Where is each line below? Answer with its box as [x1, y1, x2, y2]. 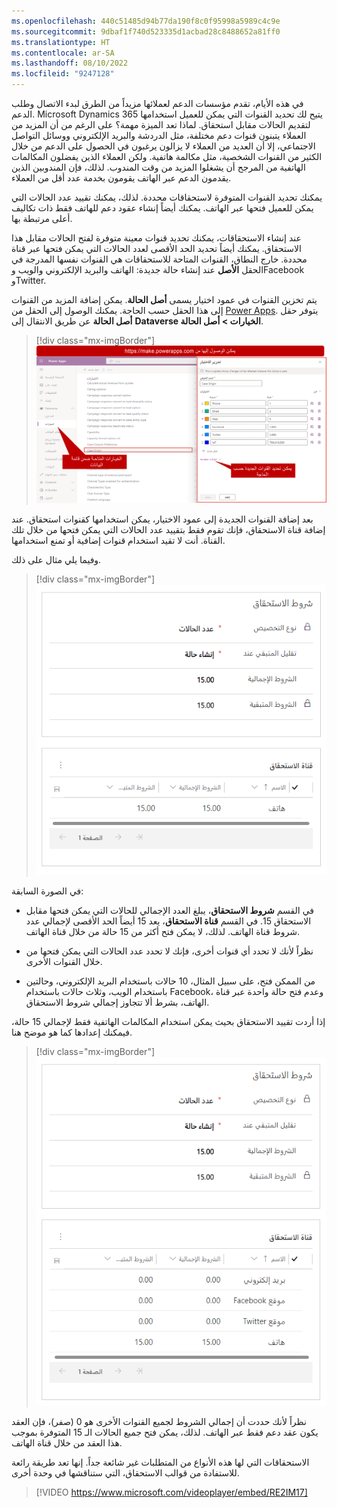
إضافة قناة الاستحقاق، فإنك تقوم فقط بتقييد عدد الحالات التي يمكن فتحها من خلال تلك [11, 523, 326, 535]
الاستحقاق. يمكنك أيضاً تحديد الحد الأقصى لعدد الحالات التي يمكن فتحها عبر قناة [11, 243, 302, 254]
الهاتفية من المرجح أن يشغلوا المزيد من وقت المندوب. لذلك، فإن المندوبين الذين [11, 161, 306, 173]
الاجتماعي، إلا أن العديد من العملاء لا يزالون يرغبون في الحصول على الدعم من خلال [11, 140, 316, 152]
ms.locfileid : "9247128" [11, 69, 115, 79]
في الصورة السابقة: [11, 885, 84, 897]
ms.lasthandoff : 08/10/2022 [11, 58, 129, 69]
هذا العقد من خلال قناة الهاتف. [11, 1436, 123, 1449]
